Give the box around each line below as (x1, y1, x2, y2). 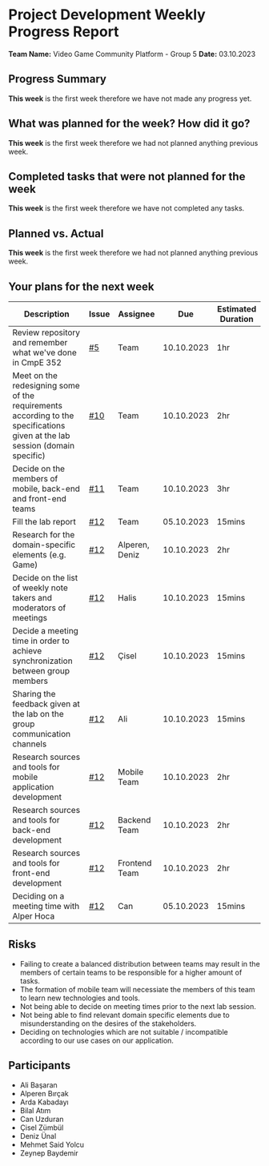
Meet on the (12, 370, 58, 381)
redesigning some (12, 380, 80, 391)
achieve (12, 645, 42, 656)
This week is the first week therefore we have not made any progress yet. (8, 94, 252, 103)
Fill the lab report (12, 517, 76, 527)
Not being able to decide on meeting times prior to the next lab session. (19, 1001, 256, 1011)
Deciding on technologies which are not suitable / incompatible (19, 1027, 228, 1036)
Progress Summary (8, 72, 106, 86)
